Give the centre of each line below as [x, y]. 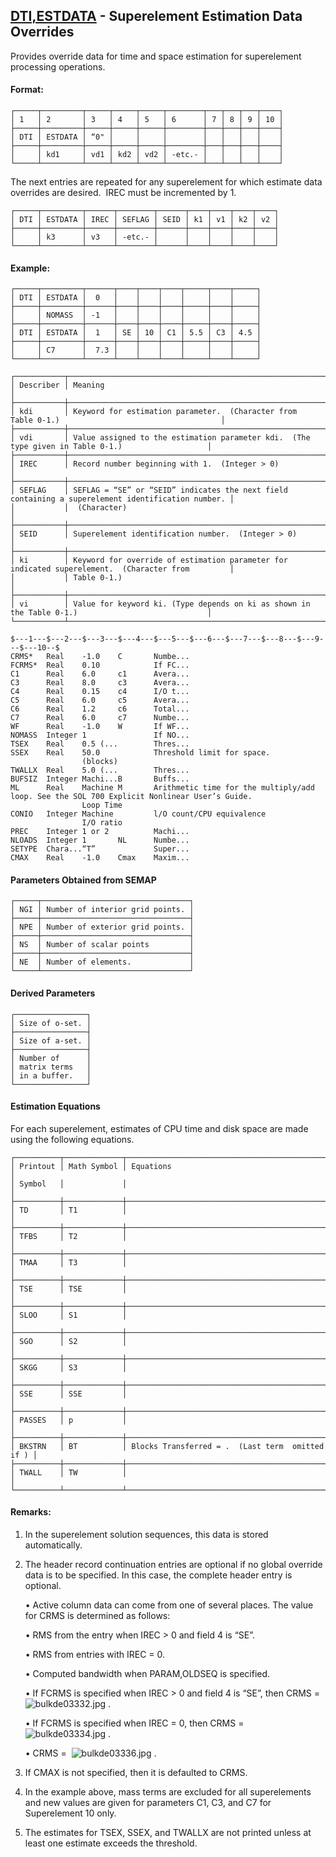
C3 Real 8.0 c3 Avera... [100, 683]
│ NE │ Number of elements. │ [102, 962]
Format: [27, 90]
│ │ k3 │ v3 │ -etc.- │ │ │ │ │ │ [145, 237]
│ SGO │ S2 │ [69, 1341]
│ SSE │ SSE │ [69, 1394]
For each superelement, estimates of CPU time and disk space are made [159, 1128]
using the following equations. [72, 1139]
